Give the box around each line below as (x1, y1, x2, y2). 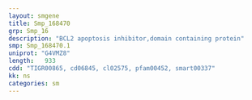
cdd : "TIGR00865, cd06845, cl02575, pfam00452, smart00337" (8, 65, 216, 73)
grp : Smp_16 (8, 27, 49, 35)
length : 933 (8, 57, 57, 65)
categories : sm (8, 79, 60, 87)
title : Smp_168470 (8, 19, 70, 27)
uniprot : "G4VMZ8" (8, 49, 70, 57)
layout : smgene (8, 11, 60, 20)
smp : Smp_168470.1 (8, 42, 70, 50)
